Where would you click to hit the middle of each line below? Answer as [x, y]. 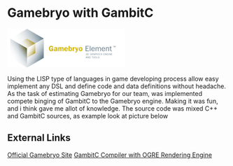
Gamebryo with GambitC [80, 13]
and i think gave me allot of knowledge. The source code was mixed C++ [113, 108]
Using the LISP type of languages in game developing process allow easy [113, 78]
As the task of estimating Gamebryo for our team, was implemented [105, 93]
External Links [39, 138]
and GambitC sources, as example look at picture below [88, 116]
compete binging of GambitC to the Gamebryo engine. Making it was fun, [113, 101]
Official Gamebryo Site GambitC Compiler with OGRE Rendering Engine [110, 155]
